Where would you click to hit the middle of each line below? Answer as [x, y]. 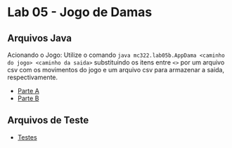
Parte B [28, 98]
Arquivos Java [40, 38]
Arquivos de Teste [48, 120]
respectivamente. [33, 77]
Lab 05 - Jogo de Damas [80, 12]
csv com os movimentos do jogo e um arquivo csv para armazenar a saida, [116, 70]
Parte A [28, 91]
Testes [27, 137]
